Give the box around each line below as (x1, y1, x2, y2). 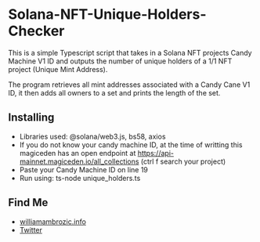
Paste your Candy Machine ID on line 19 (19, 164, 149, 174)
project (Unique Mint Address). (8, 64, 108, 74)
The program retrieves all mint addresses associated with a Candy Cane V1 (8, 80, 251, 89)
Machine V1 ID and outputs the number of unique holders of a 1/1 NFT (8, 56, 233, 66)
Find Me (8, 196, 49, 209)
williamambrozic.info (19, 217, 86, 226)
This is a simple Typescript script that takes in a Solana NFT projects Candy (8, 48, 252, 57)
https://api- (137, 148, 175, 157)
